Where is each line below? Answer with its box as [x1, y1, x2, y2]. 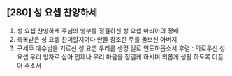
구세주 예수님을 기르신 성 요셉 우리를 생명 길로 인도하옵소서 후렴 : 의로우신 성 [16, 44, 226, 52]
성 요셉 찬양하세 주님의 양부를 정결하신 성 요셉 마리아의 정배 [16, 26, 180, 35]
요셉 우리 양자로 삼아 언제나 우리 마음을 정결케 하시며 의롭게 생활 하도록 [16, 52, 211, 61]
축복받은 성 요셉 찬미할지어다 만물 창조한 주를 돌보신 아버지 [16, 35, 177, 43]
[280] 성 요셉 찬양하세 [6, 6, 98, 19]
